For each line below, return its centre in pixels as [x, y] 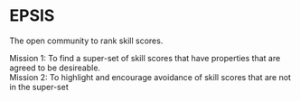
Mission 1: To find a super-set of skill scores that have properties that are [145, 58]
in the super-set [39, 87]
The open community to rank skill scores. [86, 41]
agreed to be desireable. [55, 68]
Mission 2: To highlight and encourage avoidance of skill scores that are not [150, 77]
